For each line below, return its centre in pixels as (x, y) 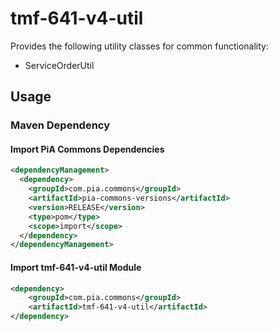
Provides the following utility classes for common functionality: (139, 46)
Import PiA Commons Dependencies (87, 149)
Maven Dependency (60, 125)
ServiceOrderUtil (59, 65)
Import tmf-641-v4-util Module (76, 267)
